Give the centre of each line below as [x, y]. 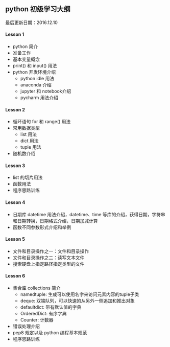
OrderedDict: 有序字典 [43, 314]
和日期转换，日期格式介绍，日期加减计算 [55, 221]
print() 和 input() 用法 [35, 66]
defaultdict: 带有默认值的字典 [51, 307]
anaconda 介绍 [36, 85]
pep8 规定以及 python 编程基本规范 [50, 333]
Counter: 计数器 [37, 320]
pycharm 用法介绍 [39, 98]
